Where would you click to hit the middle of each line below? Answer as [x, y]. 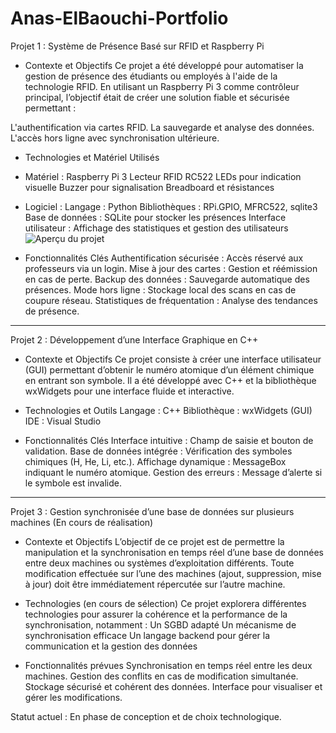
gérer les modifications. [73, 697]
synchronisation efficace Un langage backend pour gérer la [147, 635]
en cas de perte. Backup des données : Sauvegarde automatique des [167, 279]
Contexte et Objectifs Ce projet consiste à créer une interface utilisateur [173, 359]
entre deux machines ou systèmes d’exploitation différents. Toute [159, 563]
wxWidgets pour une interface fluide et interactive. [129, 391]
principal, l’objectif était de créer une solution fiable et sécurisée [157, 97]
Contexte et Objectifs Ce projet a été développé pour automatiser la [164, 65]
